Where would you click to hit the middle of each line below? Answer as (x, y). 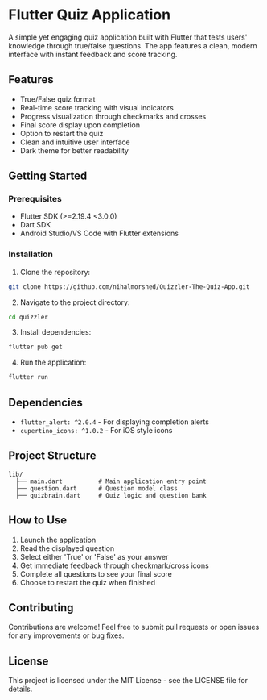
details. (21, 689)
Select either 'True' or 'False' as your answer (94, 556)
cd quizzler (28, 317)
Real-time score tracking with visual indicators (97, 107)
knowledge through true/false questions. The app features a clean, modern (133, 45)
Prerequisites (35, 199)
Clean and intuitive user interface (75, 142)
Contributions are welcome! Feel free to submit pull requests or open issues (134, 627)
